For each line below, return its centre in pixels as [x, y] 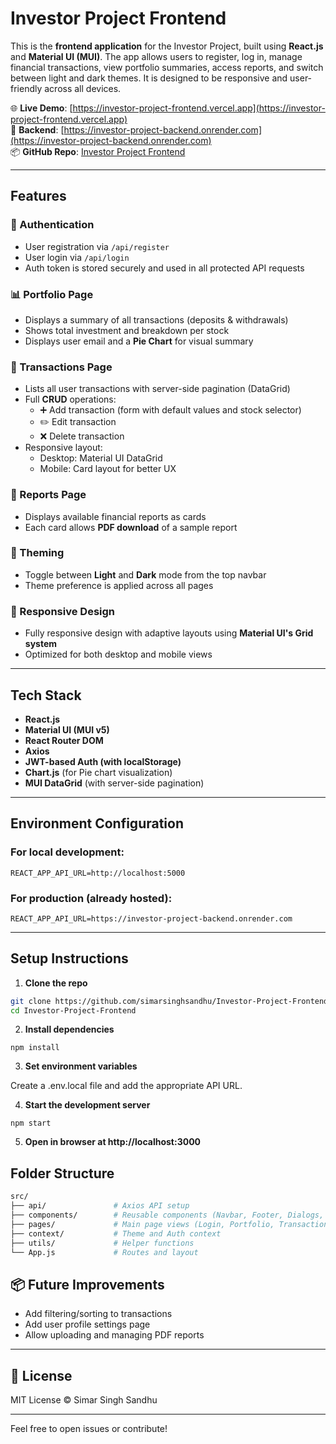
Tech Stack [46, 695]
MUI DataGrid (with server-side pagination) [114, 783]
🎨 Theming [37, 553]
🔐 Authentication [52, 225]
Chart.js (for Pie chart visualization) [98, 772]
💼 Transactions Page [61, 367]
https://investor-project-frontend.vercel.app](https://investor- [199, 108]
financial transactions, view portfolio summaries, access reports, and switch [167, 67]
